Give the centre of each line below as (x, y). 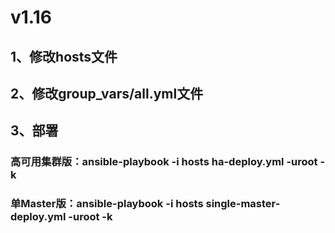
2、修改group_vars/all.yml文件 (107, 93)
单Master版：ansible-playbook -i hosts (107, 204)
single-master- (243, 204)
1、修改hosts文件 (64, 56)
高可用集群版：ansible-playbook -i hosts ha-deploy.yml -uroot (164, 162)
